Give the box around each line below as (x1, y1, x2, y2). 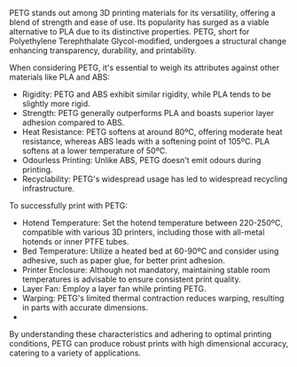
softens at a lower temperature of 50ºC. (21, 145, 168, 156)
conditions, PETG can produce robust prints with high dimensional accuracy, (9, 339, 289, 348)
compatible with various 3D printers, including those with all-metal (21, 227, 265, 238)
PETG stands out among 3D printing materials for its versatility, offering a (9, 8, 277, 18)
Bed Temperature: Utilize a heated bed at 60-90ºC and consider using (21, 246, 279, 256)
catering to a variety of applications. (9, 347, 142, 358)
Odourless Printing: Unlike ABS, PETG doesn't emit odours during (21, 155, 262, 165)
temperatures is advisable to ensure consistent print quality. (21, 274, 241, 285)
